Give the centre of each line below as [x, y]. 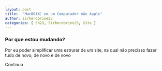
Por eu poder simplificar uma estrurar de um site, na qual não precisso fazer [81, 50]
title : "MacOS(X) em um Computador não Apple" [54, 14]
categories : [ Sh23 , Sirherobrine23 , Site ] [51, 23]
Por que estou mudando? [35, 40]
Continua [14, 64]
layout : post [18, 9]
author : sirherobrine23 [29, 18]
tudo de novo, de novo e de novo [38, 55]
